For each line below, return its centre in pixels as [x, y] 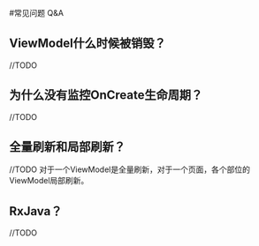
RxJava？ [36, 211]
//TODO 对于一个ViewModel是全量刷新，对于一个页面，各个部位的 [129, 169]
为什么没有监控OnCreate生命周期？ [106, 95]
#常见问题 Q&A [37, 13]
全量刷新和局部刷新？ [67, 147]
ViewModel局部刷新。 [49, 181]
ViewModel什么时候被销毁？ [88, 44]
